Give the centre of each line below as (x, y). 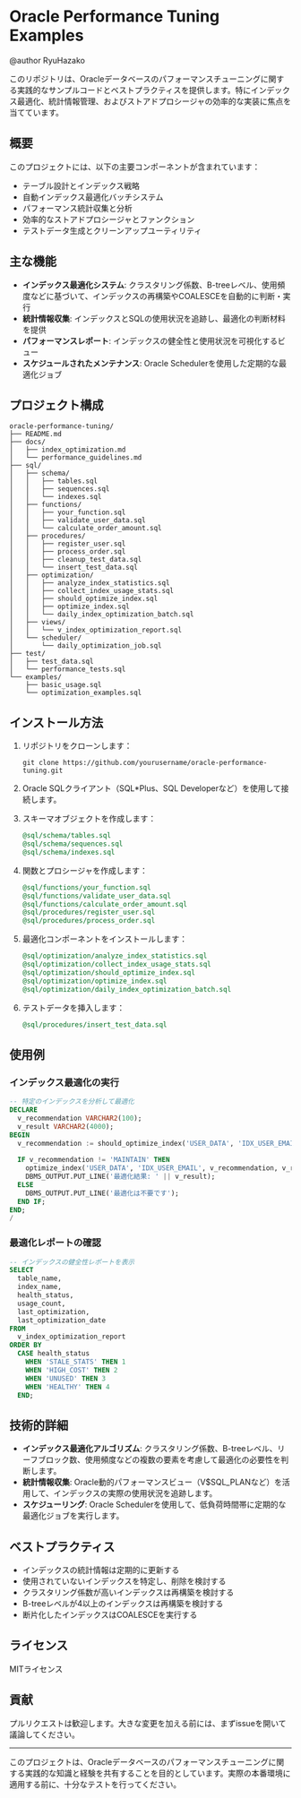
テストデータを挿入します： (73, 1007)
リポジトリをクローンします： (77, 746)
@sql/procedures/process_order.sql (89, 921)
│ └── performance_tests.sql (68, 669)
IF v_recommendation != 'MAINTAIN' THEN (94, 1160)
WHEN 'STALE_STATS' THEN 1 (76, 1362)
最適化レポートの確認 (55, 1243)
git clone (41, 763)
